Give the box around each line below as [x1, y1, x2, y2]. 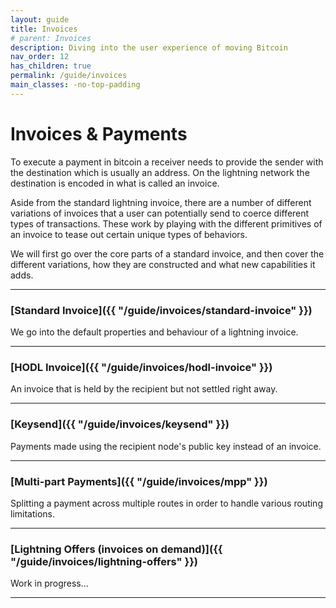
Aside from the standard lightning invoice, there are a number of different [10, 196, 312, 208]
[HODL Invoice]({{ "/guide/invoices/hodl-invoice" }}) [10, 360, 273, 374]
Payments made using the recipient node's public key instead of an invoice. [10, 440, 322, 452]
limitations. [10, 507, 56, 520]
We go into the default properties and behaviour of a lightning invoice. [10, 326, 299, 338]
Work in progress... [10, 577, 89, 590]
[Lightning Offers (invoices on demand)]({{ [10, 542, 223, 556]
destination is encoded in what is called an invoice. [10, 177, 220, 189]
